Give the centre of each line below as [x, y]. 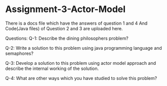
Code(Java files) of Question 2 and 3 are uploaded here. [64, 28]
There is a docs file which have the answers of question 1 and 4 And [76, 23]
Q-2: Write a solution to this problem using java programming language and [83, 48]
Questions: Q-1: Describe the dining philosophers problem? [67, 38]
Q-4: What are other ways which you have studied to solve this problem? [81, 78]
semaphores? [19, 53]
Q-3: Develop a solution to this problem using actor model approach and [80, 63]
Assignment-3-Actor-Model [65, 9]
